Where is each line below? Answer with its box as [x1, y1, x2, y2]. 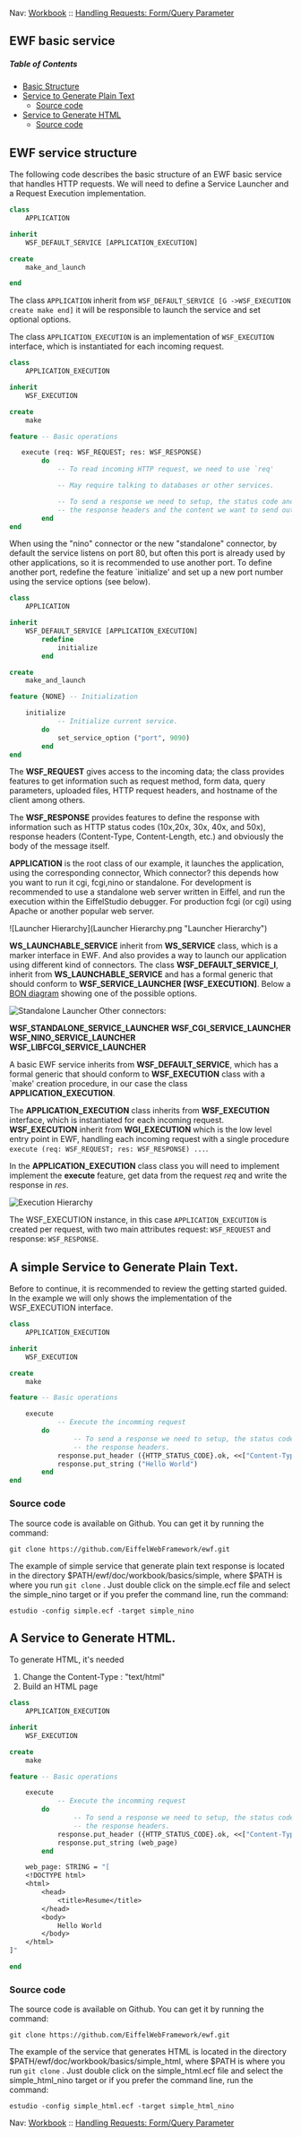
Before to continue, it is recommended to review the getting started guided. [9, 1284, 288, 1294]
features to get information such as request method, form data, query [9, 775, 266, 787]
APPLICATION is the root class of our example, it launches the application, [9, 858, 285, 869]
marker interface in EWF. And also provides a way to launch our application [9, 950, 287, 961]
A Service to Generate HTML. [9, 1631, 176, 1646]
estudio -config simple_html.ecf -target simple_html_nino [9, 2102, 235, 2111]
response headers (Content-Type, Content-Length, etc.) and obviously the [9, 831, 284, 842]
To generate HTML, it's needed [9, 1654, 125, 1665]
